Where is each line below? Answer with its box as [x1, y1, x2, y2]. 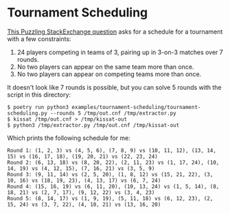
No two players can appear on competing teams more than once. [16, 70, 202, 78]
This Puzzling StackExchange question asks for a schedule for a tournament [7, 27, 223, 36]
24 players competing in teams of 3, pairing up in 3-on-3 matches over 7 [16, 48, 223, 56]
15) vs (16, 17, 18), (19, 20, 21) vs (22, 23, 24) [7, 153, 158, 160]
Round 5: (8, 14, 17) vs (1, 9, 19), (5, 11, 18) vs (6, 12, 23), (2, [7, 195, 214, 202]
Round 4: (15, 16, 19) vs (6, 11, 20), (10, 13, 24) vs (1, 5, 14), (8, [7, 183, 220, 190]
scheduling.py [7, 110, 48, 117]
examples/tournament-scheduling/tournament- [71, 104, 201, 110]
